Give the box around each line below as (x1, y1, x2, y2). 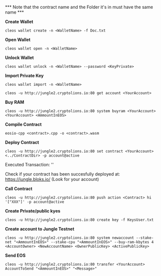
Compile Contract (5, 121, 42, 127)
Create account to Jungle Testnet (5, 226, 75, 232)
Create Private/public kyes (5, 208, 60, 214)
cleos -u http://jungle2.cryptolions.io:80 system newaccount (5, 236, 134, 240)
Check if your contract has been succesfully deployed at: (5, 171, 121, 177)
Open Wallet (5, 37, 31, 42)
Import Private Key (5, 73, 44, 79)
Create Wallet (5, 19, 33, 24)
